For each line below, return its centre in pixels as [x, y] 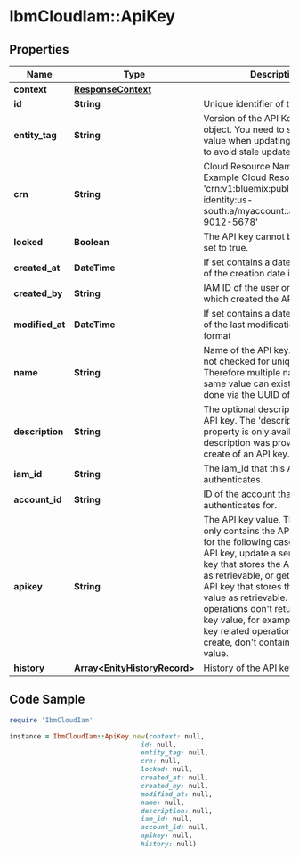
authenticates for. [240, 505]
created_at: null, [175, 778]
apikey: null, [167, 836]
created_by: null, [175, 786]
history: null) [169, 845]
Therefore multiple [242, 372]
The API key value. [242, 519]
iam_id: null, [167, 819]
